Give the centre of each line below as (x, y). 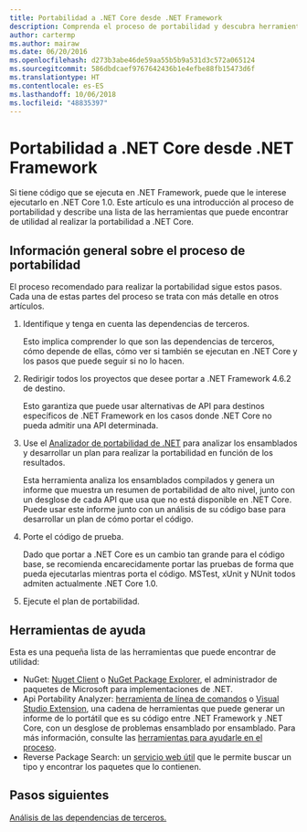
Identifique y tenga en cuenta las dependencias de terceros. (136, 324)
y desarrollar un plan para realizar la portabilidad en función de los (148, 453)
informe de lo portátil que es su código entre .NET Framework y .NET (153, 718)
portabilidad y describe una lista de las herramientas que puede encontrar (149, 212)
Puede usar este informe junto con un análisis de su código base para (154, 510)
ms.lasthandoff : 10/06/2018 (63, 94)
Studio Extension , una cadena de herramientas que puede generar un (154, 708)
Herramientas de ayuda (78, 630)
